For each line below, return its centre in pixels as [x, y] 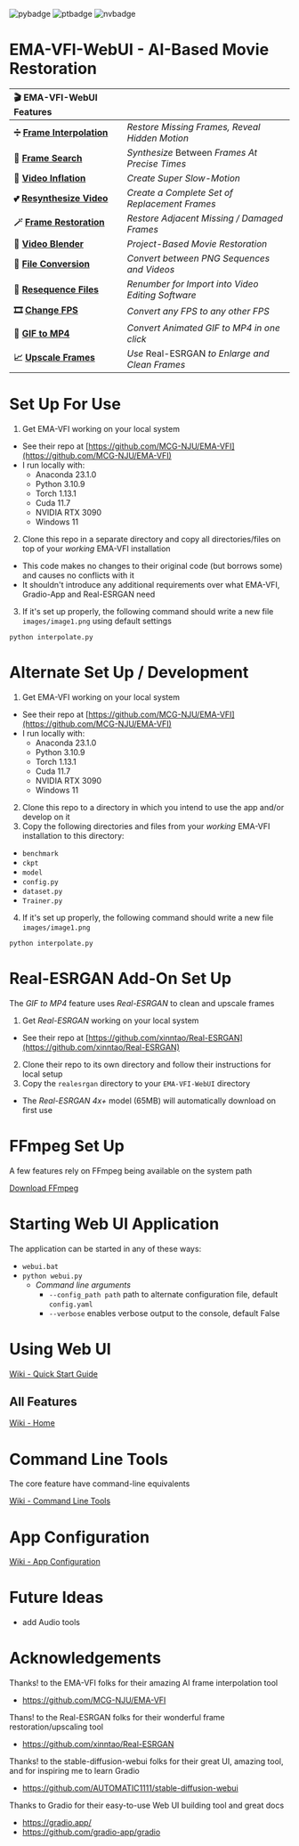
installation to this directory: [73, 835]
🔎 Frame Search [48, 158]
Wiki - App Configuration [55, 1562]
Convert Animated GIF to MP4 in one [203, 328]
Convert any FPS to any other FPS [198, 312]
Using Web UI [60, 1349]
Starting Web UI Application [114, 1224]
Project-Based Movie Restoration [197, 243]
